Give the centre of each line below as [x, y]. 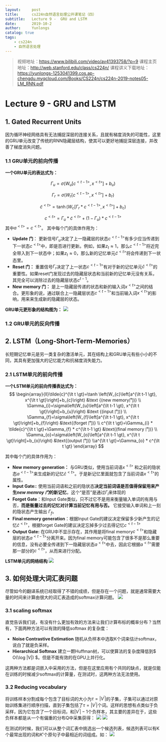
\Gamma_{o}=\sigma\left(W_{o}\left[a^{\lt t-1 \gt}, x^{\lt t [83, 435]
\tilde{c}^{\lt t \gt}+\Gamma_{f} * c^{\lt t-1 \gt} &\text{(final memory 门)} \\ [83, 429]
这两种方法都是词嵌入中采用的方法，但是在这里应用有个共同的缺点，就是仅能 [83, 668]
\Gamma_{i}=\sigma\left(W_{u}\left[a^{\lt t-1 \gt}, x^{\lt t [83, 406]
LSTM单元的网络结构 [26, 561]
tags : [11, 38]
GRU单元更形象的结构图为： [34, 310]
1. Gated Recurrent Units [43, 122]
